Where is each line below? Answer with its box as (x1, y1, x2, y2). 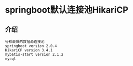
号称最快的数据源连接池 (5, 39, 45, 44)
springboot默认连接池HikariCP (5, 4, 129, 16)
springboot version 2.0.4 (5, 44, 57, 49)
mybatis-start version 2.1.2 (5, 52, 64, 57)
